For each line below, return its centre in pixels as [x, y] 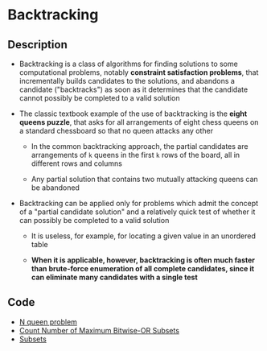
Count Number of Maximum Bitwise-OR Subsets [99, 330]
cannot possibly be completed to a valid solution [99, 98]
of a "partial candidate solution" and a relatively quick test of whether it [137, 212]
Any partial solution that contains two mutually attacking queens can [144, 179]
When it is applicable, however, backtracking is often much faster [143, 260]
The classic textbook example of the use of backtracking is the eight [133, 114]
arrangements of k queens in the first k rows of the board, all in [136, 155]
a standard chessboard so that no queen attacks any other [116, 131]
